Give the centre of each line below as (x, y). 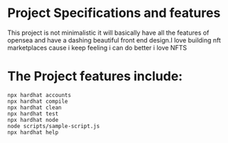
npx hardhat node (33, 120)
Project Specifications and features (114, 13)
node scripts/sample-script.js (54, 126)
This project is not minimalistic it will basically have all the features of (108, 33)
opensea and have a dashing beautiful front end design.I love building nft (114, 40)
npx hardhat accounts (39, 95)
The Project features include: (95, 76)
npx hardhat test (33, 114)
